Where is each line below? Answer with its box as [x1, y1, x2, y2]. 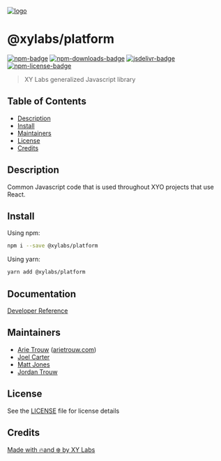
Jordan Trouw [17, 367, 58, 376]
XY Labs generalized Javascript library [24, 75, 136, 83]
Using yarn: [7, 255, 40, 264]
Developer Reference [7, 306, 68, 315]
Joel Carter [17, 353, 50, 361]
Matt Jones [17, 360, 50, 369]
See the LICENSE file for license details [7, 406, 120, 415]
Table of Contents [7, 95, 87, 108]
